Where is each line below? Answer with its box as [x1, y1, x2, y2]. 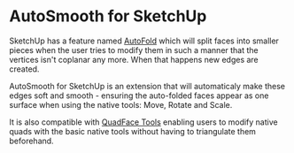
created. [9, 64, 40, 74]
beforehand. [9, 135, 55, 146]
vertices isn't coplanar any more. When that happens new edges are [9, 54, 259, 65]
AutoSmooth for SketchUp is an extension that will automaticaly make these [9, 80, 286, 91]
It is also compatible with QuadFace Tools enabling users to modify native [9, 117, 278, 127]
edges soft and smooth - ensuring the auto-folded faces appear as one [9, 90, 269, 101]
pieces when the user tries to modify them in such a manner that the [9, 44, 259, 55]
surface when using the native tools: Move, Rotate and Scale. [9, 99, 233, 110]
